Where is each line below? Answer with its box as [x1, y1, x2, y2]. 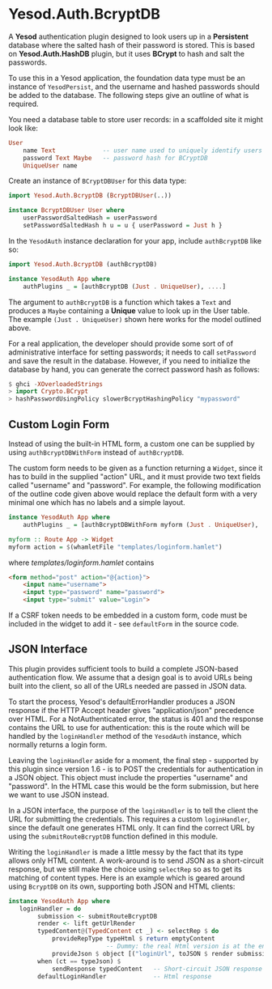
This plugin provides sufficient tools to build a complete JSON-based [8, 664, 239, 673]
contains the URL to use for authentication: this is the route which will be [8, 722, 250, 732]
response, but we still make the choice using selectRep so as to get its [8, 864, 243, 874]
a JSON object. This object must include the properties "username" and [8, 772, 249, 782]
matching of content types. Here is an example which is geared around [8, 872, 245, 882]
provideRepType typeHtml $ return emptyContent [51, 935, 216, 943]
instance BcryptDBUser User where [8, 206, 125, 214]
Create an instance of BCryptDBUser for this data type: [8, 176, 187, 186]
